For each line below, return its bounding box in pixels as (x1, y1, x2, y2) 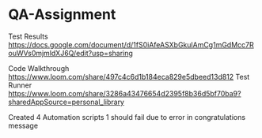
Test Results (8, 32, 49, 41)
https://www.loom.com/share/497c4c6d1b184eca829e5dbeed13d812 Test (8, 72, 250, 81)
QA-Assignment (8, 6, 116, 24)
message (8, 121, 38, 130)
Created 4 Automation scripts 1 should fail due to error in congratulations (8, 112, 246, 121)
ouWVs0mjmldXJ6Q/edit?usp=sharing (8, 48, 133, 58)
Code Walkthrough (8, 63, 70, 73)
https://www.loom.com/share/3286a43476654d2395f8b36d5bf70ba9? (8, 88, 241, 98)
